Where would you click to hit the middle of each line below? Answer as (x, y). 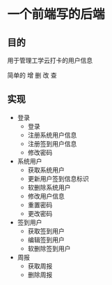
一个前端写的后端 (56, 14)
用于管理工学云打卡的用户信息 (50, 60)
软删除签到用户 (49, 248)
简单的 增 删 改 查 (32, 75)
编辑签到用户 (46, 240)
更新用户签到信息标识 (58, 178)
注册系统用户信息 (52, 135)
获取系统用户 (46, 170)
